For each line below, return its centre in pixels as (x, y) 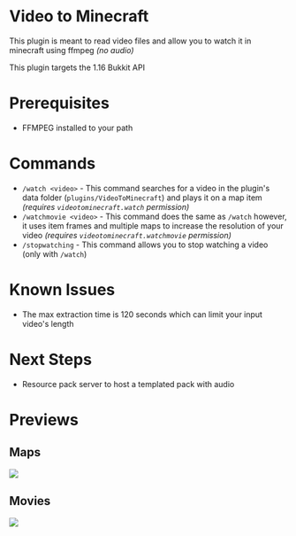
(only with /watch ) (54, 253)
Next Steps (51, 359)
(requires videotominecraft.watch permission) (106, 206)
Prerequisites (60, 103)
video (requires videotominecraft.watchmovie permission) (127, 235)
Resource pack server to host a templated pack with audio (128, 384)
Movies (30, 501)
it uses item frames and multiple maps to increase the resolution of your (153, 225)
